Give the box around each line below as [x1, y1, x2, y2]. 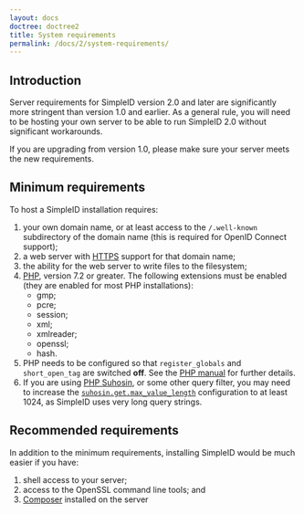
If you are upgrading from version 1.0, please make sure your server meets [9, 143, 290, 155]
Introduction [9, 72, 82, 88]
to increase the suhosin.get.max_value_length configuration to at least [22, 386, 288, 397]
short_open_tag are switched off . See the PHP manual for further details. [22, 367, 297, 378]
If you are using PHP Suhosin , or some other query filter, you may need [22, 376, 290, 388]
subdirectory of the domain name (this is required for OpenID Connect [22, 231, 288, 242]
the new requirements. [9, 153, 94, 164]
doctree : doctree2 [9, 22, 79, 31]
